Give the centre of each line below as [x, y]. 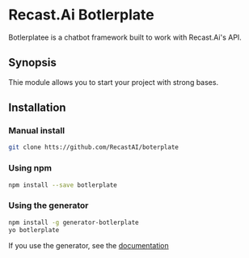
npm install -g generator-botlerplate [74, 222]
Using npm [30, 168]
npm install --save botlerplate [63, 185]
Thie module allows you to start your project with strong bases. [114, 82]
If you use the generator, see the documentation [89, 245]
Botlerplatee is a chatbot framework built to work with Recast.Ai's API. [125, 37]
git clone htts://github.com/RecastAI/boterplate [94, 147]
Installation [37, 108]
